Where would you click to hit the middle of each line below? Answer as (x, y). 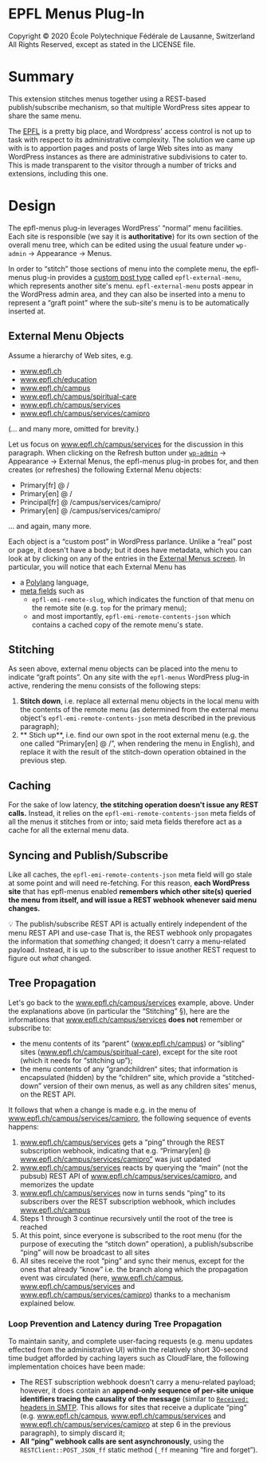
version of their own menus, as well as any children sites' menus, (150, 1086)
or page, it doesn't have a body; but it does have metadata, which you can (130, 550)
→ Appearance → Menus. (70, 253)
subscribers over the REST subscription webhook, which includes (128, 1201)
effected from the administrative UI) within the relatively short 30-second (128, 1350)
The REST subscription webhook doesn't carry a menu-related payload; (138, 1382)
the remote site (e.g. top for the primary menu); (109, 608)
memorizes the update (57, 1184)
